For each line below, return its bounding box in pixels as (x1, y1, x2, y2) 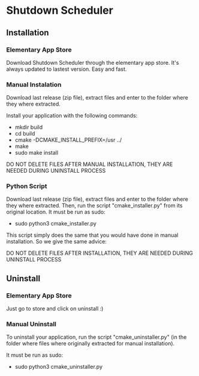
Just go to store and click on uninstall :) (6, 305, 104, 312)
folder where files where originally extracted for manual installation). (6, 340, 175, 347)
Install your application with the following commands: (6, 112, 138, 119)
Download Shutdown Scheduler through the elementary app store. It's (6, 59, 179, 66)
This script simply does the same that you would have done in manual (6, 231, 179, 239)
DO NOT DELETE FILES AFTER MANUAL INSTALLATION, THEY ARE (6, 161, 173, 168)
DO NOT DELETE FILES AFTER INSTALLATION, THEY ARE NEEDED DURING (6, 249, 193, 257)
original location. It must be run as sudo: (6, 208, 106, 216)
